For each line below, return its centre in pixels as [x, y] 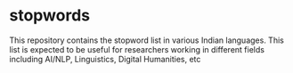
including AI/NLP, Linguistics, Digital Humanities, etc [105, 59]
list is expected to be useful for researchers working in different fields [137, 49]
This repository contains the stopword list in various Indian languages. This [147, 40]
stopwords [50, 16]
